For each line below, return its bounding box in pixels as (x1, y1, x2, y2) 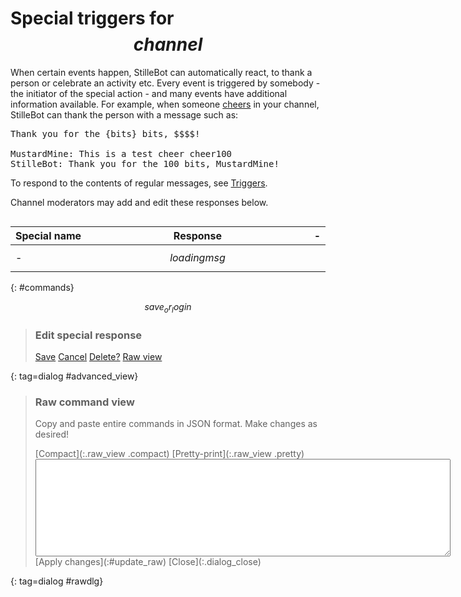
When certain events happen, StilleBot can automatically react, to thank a (10, 66, 313, 78)
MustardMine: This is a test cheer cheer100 (10, 148, 233, 159)
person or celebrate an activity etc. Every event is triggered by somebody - (10, 77, 321, 89)
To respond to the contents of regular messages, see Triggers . (10, 177, 268, 189)
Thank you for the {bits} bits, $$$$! (10, 128, 201, 139)
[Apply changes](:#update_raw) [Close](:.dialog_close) (34, 556, 262, 568)
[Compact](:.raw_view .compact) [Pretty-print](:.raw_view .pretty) (34, 448, 305, 460)
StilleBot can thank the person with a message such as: (10, 108, 239, 121)
